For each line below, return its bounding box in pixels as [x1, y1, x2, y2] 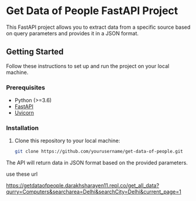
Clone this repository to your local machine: [14, 137, 120, 145]
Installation [6, 123, 39, 132]
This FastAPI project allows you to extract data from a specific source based [6, 24, 191, 31]
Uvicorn [14, 109, 34, 116]
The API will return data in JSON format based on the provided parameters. [6, 159, 188, 166]
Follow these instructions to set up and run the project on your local [6, 62, 170, 69]
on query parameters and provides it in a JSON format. [6, 29, 139, 36]
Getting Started [6, 47, 64, 57]
